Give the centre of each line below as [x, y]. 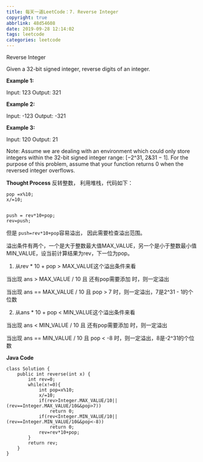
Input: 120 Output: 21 [32, 139]
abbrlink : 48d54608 [31, 23]
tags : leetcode [25, 35]
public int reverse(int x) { [54, 374]
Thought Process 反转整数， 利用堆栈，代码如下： [70, 183]
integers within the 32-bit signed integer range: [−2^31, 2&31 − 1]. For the [98, 157]
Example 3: [21, 127]
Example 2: [21, 104]
